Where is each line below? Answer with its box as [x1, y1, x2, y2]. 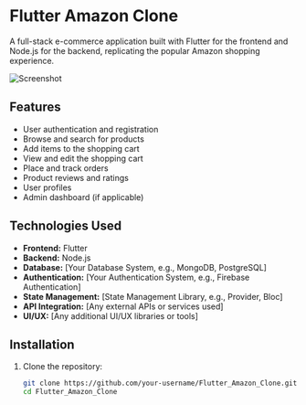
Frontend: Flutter [22, 242, 89, 253]
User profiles [22, 182, 72, 193]
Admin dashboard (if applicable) [22, 191, 144, 202]
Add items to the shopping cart [22, 143, 140, 154]
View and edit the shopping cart [22, 153, 143, 164]
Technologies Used [9, 218, 121, 234]
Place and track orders [22, 162, 109, 174]
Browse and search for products [22, 133, 144, 144]
